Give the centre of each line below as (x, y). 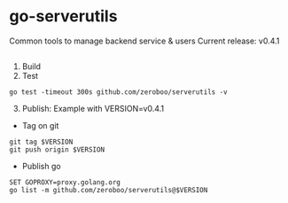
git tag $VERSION (41, 142)
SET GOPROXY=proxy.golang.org (65, 183)
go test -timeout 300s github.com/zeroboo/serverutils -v (118, 92)
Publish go (41, 167)
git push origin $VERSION (57, 150)
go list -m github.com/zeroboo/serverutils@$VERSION (109, 191)
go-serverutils (63, 16)
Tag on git (40, 126)
